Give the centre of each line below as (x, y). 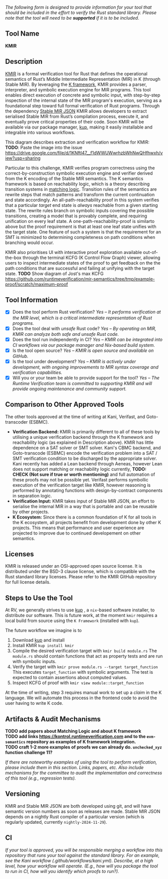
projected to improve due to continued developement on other (76, 533)
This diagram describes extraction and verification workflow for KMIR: (77, 142)
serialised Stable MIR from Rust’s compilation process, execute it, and (77, 116)
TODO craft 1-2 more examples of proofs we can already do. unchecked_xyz (84, 747)
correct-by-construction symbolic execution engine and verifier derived (79, 173)
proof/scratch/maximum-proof (37, 284)
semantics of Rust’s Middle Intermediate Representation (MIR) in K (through (83, 79)
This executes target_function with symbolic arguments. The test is (83, 672)
